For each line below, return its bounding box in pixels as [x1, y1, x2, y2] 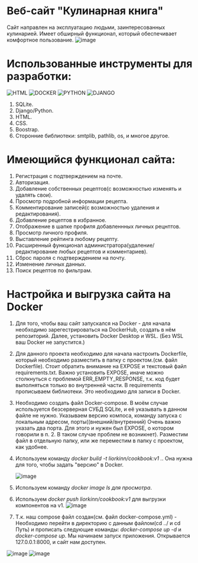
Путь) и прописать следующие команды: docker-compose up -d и [15, 526, 182, 533]
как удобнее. [15, 443, 48, 451]
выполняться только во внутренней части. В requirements [15, 381, 162, 388]
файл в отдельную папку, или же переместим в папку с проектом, [15, 437, 184, 444]
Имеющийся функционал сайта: [7, 153, 176, 166]
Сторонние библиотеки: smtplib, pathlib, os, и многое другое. [15, 132, 170, 139]
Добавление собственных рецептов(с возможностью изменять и [15, 185, 182, 192]
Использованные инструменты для [7, 57, 193, 70]
